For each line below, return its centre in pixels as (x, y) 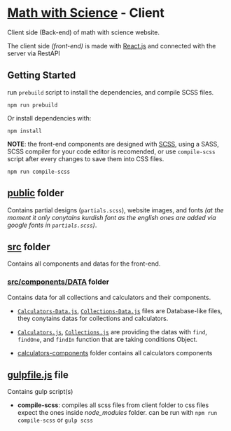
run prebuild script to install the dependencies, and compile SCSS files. (111, 92)
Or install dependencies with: (49, 118)
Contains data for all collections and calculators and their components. (109, 297)
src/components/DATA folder (58, 282)
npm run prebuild (33, 105)
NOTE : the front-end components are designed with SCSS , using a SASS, (113, 144)
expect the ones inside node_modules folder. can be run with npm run (117, 413)
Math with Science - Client (86, 13)
